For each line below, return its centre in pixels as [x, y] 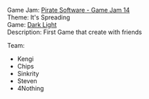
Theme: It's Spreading [39, 17]
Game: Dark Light [32, 25]
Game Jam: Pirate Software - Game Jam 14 [68, 10]
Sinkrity [28, 73]
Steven [27, 81]
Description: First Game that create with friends [75, 32]
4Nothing [30, 88]
